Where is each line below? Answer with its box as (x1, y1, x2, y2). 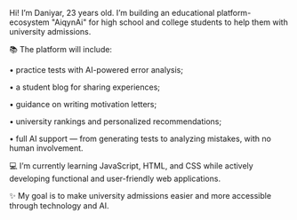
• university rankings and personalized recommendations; (9, 116, 222, 127)
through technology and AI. (9, 200, 109, 211)
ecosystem (9, 17, 51, 27)
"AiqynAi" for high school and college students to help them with (52, 17, 289, 27)
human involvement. (9, 143, 84, 153)
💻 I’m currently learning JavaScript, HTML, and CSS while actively (9, 161, 253, 171)
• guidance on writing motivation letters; (9, 99, 157, 109)
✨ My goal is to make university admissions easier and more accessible (9, 191, 272, 200)
